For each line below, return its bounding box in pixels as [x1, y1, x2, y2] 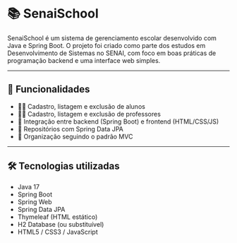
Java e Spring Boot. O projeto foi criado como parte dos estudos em [7, 41, 206, 49]
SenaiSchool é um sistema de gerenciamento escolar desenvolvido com [7, 33, 217, 42]
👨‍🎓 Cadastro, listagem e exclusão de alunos [17, 102, 146, 110]
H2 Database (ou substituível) [17, 220, 104, 228]
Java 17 [17, 182, 40, 191]
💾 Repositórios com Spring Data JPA [17, 124, 123, 133]
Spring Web [17, 197, 52, 206]
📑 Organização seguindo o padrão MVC [17, 132, 133, 141]
